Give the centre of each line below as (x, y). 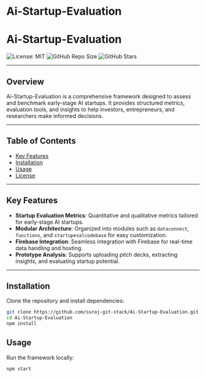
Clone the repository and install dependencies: (65, 301)
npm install (21, 324)
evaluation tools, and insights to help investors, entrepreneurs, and (90, 109)
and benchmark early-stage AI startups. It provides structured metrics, (96, 103)
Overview (25, 81)
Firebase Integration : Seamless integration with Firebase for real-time (104, 242)
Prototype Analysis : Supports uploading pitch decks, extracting (96, 254)
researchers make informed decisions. (55, 116)
